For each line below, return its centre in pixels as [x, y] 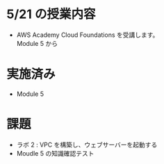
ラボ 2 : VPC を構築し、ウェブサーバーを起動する [87, 145]
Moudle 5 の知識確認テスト [55, 153]
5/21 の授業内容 [51, 14]
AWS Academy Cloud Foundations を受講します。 [88, 35]
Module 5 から [37, 43]
